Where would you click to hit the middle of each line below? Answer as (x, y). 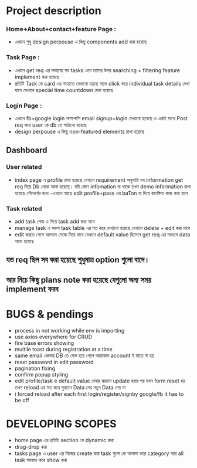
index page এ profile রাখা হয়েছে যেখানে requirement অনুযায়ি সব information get (99, 179)
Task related (24, 208)
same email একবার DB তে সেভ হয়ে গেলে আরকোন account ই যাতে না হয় (84, 355)
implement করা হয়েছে (37, 77)
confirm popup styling (41, 374)
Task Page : (23, 57)
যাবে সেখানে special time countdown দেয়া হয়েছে (64, 90)
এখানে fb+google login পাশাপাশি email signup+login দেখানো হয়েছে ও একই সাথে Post (101, 118)
